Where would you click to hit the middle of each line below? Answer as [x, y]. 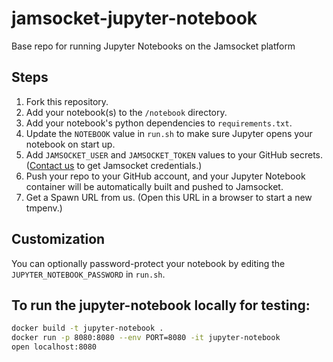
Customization [58, 239]
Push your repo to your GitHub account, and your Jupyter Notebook [165, 176]
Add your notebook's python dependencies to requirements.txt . [159, 123]
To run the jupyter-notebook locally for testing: [161, 305]
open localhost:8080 [54, 347]
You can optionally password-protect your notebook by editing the [148, 263]
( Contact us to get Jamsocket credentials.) [114, 165]
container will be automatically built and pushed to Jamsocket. [154, 186]
